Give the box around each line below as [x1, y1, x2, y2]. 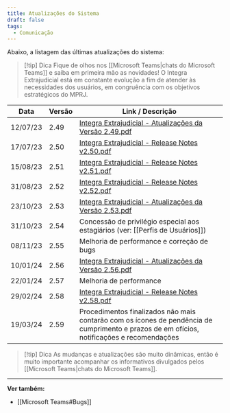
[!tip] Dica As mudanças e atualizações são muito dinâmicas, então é [23, 351, 219, 359]
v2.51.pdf [79, 166, 112, 176]
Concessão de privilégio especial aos [79, 217, 200, 226]
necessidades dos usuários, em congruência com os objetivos [23, 83, 201, 91]
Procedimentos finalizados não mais [79, 307, 196, 316]
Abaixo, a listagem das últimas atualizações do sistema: [7, 48, 164, 56]
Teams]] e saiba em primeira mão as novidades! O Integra [23, 69, 188, 77]
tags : [7, 23, 23, 29]
